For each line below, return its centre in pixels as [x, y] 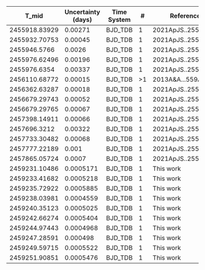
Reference [185, 16]
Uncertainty [82, 12]
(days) [83, 20]
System [119, 20]
